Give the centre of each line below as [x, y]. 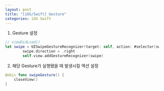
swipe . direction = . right [49, 52]
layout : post [18, 9]
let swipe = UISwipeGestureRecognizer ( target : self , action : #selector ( [81, 47]
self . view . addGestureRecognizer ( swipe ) [63, 56]
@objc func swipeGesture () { [35, 75]
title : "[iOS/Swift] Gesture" [36, 14]
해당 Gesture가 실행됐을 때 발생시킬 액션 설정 [55, 66]
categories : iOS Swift [28, 18]
